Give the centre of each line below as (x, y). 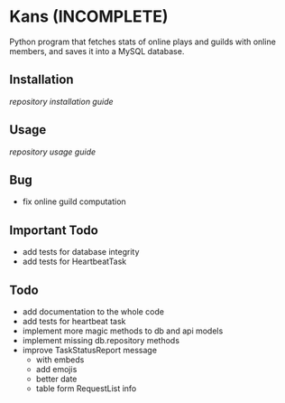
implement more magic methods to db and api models (123, 331)
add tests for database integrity (81, 252)
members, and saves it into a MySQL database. (97, 51)
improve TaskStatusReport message (90, 350)
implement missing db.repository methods (101, 340)
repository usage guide (53, 152)
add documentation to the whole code (93, 312)
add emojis (56, 369)
